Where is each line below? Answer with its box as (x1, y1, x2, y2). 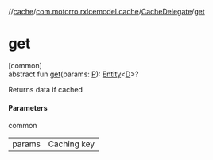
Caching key (48, 139, 95, 150)
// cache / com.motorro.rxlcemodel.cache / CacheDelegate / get (8, 7, 205, 16)
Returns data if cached (8, 84, 83, 94)
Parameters (8, 103, 48, 112)
